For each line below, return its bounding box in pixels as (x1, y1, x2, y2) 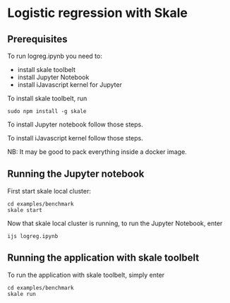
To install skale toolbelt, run (7, 94, 87, 102)
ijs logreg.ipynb (7, 232, 59, 239)
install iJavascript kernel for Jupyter (17, 81, 122, 89)
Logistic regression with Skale (7, 5, 188, 21)
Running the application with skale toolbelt (7, 252, 200, 264)
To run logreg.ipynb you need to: (7, 52, 102, 60)
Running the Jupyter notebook (7, 168, 145, 180)
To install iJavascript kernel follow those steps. (7, 134, 143, 142)
